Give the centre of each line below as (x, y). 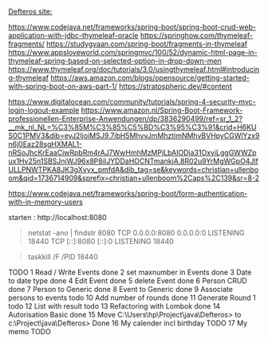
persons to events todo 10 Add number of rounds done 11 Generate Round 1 (132, 298)
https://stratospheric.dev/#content (176, 86)
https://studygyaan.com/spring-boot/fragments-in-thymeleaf (147, 44)
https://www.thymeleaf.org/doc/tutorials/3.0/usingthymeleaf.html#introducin (134, 69)
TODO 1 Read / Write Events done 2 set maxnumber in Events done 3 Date (130, 272)
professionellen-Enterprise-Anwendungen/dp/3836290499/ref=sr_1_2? (126, 118)
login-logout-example (44, 110)
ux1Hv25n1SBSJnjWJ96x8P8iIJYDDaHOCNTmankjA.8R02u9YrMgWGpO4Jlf (134, 161)
